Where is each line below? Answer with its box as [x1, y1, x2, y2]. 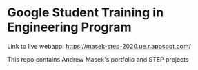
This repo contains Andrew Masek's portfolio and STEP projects [7, 55, 189, 63]
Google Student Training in [7, 5, 164, 21]
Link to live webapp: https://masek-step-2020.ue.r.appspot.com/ [7, 42, 191, 50]
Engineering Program [7, 19, 132, 35]
